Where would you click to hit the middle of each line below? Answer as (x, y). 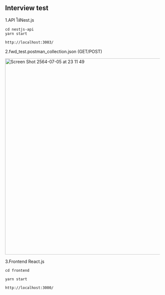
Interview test (27, 8)
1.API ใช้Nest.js (20, 20)
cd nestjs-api (20, 29)
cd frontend (17, 270)
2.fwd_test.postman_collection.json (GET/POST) (54, 51)
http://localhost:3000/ (29, 288)
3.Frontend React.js (25, 261)
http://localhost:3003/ (29, 42)
